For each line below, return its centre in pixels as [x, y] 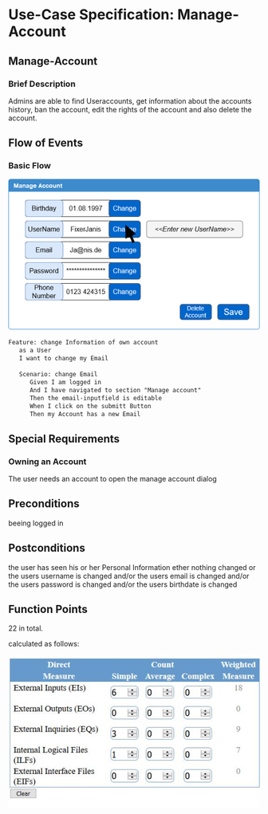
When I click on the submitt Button [90, 407]
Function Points [48, 609]
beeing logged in [36, 523]
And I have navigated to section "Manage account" [115, 391]
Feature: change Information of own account [83, 343]
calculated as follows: [44, 644]
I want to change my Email [64, 359]
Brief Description [42, 84]
